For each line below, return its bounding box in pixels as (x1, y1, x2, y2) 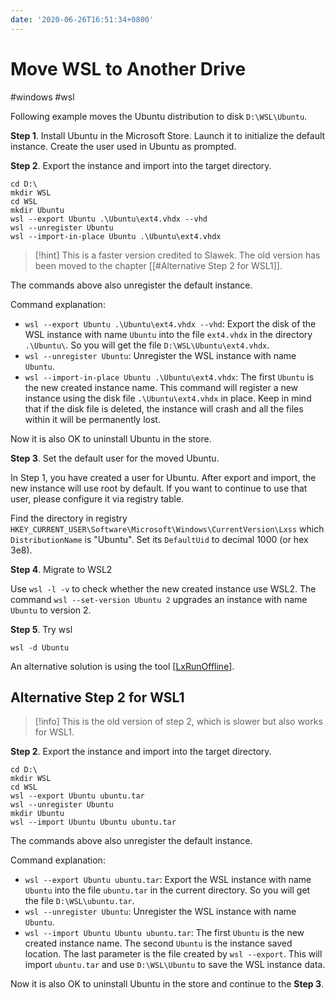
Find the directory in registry (10, 512, 128, 524)
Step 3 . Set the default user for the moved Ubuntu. (10, 452, 220, 464)
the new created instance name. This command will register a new (24, 381, 299, 393)
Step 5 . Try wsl (10, 623, 73, 635)
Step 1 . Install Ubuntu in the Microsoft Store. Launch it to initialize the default (10, 129, 326, 141)
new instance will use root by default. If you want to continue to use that (10, 482, 308, 494)
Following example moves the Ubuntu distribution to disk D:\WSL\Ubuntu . (10, 110, 308, 122)
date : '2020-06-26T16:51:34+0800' (10, 14, 155, 25)
